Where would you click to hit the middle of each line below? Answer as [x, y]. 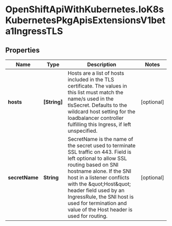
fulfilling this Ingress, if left [99, 124]
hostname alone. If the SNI [99, 171]
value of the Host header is [100, 210]
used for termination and [97, 203]
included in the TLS [91, 79]
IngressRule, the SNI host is [101, 197]
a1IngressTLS [34, 31]
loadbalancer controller [95, 118]
